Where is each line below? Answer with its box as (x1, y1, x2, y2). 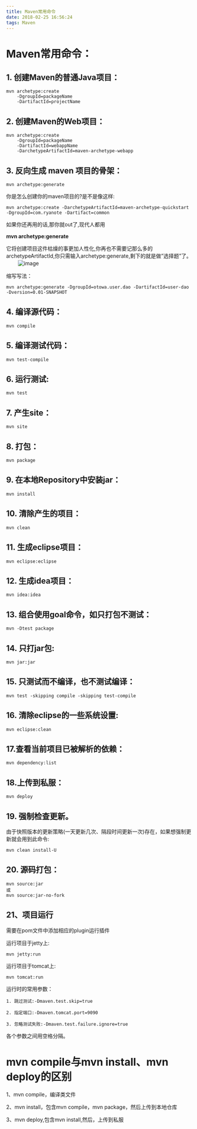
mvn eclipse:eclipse (6, 558, 57, 564)
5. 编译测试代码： (6, 341, 70, 351)
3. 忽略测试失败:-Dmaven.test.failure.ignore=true (6, 1021, 128, 1027)
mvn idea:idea (6, 592, 41, 598)
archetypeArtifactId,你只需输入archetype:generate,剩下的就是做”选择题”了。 (6, 252, 192, 259)
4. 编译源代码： (6, 307, 62, 317)
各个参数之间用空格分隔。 (6, 1032, 69, 1040)
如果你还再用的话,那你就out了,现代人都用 (6, 221, 105, 228)
